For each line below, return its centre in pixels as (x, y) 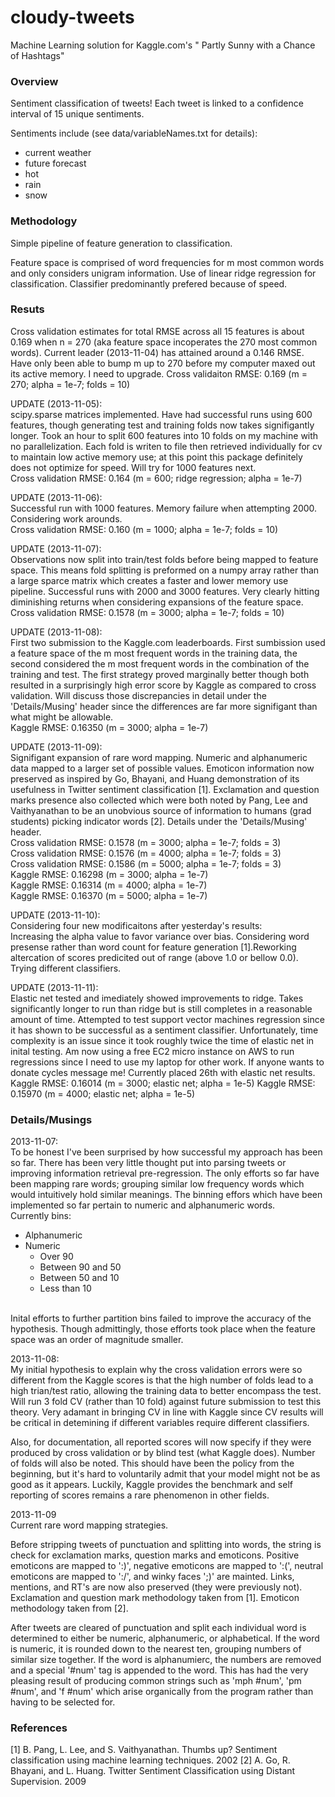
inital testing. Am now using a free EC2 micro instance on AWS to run (152, 1051)
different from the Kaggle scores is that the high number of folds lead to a (162, 1380)
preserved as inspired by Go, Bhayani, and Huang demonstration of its (155, 778)
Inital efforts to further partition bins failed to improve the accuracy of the (161, 1318)
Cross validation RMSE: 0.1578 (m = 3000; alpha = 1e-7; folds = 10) (147, 612)
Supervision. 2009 (48, 1782)
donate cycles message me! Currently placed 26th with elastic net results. (163, 1072)
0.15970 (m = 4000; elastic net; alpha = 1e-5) (103, 1093)
